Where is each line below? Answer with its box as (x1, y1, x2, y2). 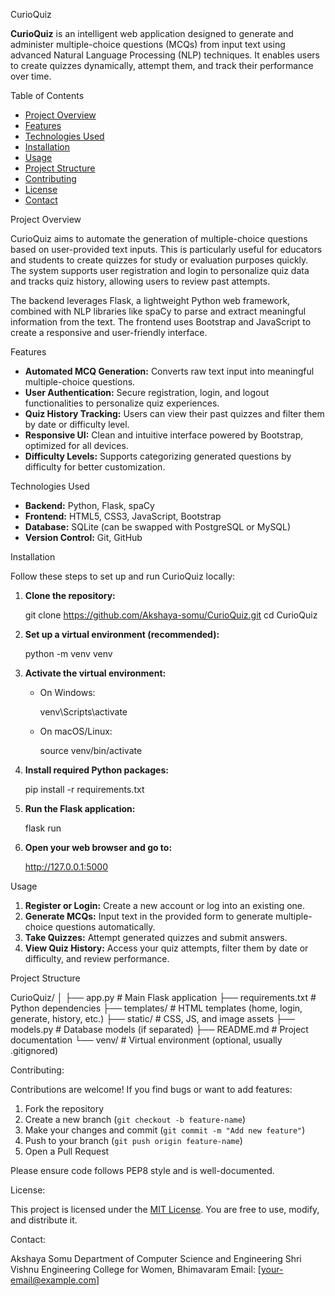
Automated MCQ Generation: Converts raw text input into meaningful (24, 365, 315, 377)
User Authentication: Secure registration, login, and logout (24, 387, 270, 398)
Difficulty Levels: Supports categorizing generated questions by (24, 450, 292, 462)
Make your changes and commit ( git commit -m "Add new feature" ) (24, 1124, 306, 1136)
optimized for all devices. (24, 440, 129, 451)
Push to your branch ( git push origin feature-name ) (24, 1135, 243, 1146)
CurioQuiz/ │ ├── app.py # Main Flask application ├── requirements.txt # (10, 992, 317, 1003)
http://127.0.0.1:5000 (24, 861, 108, 873)
